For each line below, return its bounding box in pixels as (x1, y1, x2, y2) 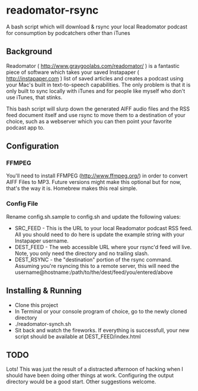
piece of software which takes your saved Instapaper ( (6, 69, 139, 76)
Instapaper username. (14, 237, 69, 244)
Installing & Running (6, 286, 82, 296)
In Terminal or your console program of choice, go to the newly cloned (14, 308, 187, 315)
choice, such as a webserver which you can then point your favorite (6, 118, 172, 125)
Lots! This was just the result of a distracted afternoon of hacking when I (6, 366, 184, 373)
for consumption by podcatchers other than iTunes (6, 29, 130, 36)
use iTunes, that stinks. (6, 93, 63, 101)
